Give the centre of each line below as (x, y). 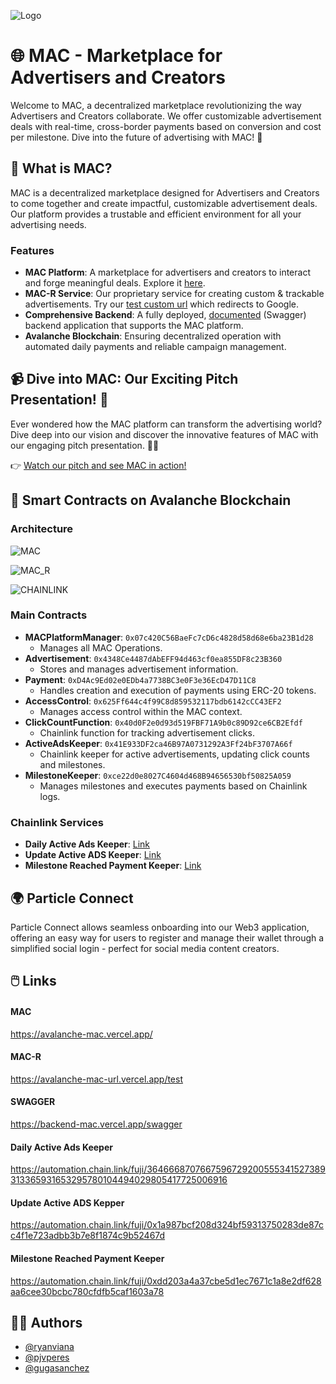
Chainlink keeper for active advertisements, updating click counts (174, 754)
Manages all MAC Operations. (101, 647)
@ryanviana (49, 1347)
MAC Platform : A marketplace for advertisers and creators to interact (167, 272)
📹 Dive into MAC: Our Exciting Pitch (124, 379)
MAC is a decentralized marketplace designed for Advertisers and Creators (165, 192)
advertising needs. (48, 224)
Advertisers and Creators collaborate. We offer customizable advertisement (166, 116)
